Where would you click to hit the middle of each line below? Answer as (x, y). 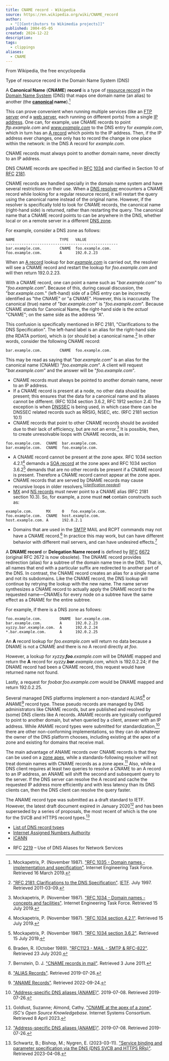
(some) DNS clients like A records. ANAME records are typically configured (83, 715)
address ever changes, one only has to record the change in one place (79, 138)
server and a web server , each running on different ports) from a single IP (82, 117)
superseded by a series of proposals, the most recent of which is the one (81, 811)
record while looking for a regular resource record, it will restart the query (81, 194)
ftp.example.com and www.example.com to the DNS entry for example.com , (84, 128)
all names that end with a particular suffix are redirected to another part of (82, 567)
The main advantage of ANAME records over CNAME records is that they (81, 752)
